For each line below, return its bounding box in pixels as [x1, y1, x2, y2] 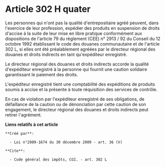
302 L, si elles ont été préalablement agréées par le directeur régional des [5, 46, 156, 52]
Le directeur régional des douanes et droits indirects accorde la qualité [5, 61, 149, 67]
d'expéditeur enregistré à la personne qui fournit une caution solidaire [5, 66, 147, 72]
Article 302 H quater [5, 3, 91, 15]
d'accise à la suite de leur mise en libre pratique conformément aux [5, 30, 142, 36]
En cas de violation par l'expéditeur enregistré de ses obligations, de [5, 96, 145, 102]
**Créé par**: [5, 131, 35, 136]
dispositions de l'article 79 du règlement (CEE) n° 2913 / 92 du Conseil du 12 [5, 36, 161, 42]
